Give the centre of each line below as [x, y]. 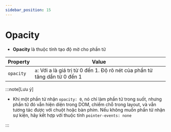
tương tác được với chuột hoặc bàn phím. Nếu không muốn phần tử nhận [89, 110]
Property [19, 61]
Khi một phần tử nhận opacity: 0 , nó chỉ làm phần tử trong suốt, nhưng [87, 99]
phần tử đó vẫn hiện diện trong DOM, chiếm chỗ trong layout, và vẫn [84, 104]
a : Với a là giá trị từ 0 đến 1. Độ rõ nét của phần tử [94, 70]
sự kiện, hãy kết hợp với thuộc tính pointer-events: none [72, 115]
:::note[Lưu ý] [20, 89]
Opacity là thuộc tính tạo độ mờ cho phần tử [59, 49]
